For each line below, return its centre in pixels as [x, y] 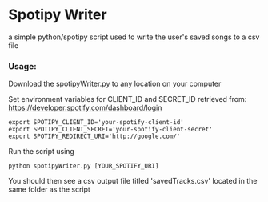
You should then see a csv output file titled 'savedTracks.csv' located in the [133, 181]
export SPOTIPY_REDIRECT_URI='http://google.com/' [94, 137]
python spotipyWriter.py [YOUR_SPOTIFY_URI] [84, 166]
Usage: [23, 66]
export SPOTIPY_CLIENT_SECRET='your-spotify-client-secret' [111, 130]
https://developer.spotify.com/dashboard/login [85, 108]
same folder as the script [49, 189]
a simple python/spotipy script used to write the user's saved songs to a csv [134, 37]
